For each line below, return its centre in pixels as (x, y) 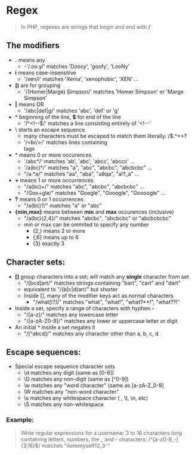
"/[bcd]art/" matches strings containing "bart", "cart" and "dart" (102, 283)
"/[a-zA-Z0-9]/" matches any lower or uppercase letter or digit (100, 321)
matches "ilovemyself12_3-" (76, 445)
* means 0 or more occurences (53, 155)
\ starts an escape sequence (50, 129)
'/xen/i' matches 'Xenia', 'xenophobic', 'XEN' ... (81, 79)
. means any (30, 60)
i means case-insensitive (45, 73)
